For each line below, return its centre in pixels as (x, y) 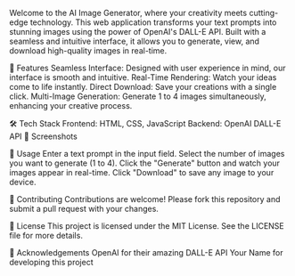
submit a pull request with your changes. (84, 209)
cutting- (264, 13)
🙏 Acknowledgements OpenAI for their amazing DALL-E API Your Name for (146, 252)
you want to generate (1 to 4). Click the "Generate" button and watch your (145, 163)
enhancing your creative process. (71, 106)
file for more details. (46, 235)
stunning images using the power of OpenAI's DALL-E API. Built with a (138, 32)
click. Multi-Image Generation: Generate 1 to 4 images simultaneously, (138, 96)
